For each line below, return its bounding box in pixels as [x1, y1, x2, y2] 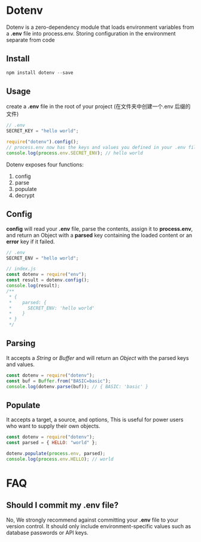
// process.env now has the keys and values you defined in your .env [6, 145, 186, 151]
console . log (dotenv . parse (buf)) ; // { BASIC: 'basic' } [6, 383, 148, 389]
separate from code [6, 36, 55, 43]
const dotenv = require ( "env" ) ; [6, 272, 87, 278]
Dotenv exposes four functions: [6, 160, 84, 168]
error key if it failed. [6, 238, 55, 245]
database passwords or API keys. [6, 529, 89, 536]
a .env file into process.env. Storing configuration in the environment [6, 29, 176, 37]
